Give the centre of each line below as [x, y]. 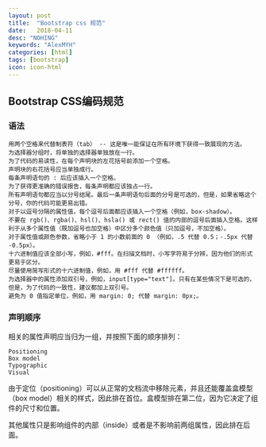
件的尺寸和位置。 [36, 408]
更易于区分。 [26, 263]
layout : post [30, 15]
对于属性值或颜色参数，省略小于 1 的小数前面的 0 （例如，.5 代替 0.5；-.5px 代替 [131, 237]
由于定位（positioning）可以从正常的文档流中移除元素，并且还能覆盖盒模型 [131, 388]
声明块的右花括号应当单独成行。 [53, 170]
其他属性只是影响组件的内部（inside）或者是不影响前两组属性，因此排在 [126, 425]
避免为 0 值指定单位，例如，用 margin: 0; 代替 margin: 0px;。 [105, 296]
